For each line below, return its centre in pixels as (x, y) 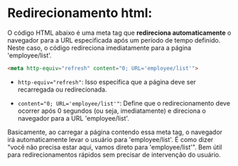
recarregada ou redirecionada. (62, 89)
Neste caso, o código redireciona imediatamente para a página (99, 48)
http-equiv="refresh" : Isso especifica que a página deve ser (107, 82)
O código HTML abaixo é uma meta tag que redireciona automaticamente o (119, 33)
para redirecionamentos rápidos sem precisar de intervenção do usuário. (114, 155)
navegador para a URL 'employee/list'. (74, 118)
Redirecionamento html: (80, 13)
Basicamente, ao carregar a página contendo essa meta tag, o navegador (115, 132)
